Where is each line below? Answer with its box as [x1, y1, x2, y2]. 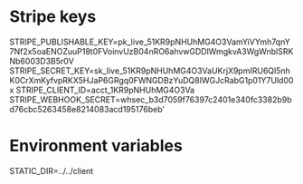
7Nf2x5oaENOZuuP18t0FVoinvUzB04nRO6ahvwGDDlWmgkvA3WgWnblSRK [9, 45, 294, 56]
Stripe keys [9, 6, 97, 27]
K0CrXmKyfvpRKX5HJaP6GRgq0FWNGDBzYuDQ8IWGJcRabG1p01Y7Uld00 [9, 74, 294, 85]
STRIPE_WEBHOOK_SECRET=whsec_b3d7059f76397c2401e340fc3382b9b [9, 93, 292, 105]
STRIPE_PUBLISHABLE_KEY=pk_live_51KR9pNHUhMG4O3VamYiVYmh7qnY [9, 36, 291, 47]
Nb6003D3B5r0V [9, 55, 74, 66]
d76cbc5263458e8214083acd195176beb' [9, 103, 166, 114]
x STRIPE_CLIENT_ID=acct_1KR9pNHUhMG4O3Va [9, 84, 195, 95]
